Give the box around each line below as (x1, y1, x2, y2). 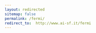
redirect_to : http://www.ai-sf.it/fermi (4, 20, 92, 26)
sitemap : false (4, 12, 36, 16)
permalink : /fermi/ (4, 16, 45, 21)
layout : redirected (4, 7, 45, 12)
